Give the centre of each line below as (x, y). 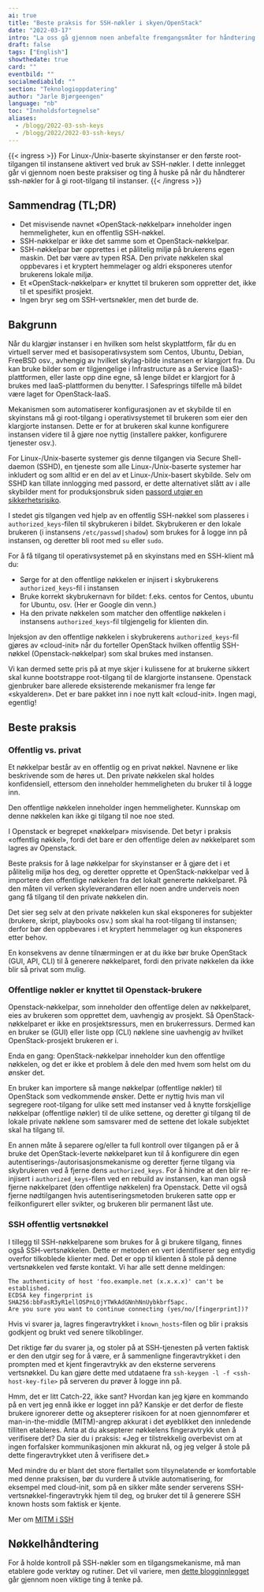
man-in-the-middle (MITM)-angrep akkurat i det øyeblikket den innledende (130, 1421)
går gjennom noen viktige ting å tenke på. (76, 1579)
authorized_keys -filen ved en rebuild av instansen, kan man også (141, 1179)
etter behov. (28, 937)
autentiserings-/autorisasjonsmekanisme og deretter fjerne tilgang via (121, 1162)
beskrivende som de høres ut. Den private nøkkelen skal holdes (112, 775)
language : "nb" (33, 103)
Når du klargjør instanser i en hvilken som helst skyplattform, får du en (122, 344)
